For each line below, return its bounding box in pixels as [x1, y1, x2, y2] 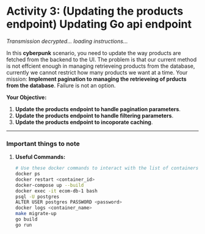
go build [15, 216, 38, 222]
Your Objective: [6, 93, 47, 101]
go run [15, 222, 32, 228]
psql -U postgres [15, 194, 60, 200]
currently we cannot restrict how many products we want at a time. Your [6, 68, 188, 76]
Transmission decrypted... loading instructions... [6, 37, 128, 45]
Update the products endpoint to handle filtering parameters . [15, 112, 174, 119]
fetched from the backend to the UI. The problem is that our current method [6, 56, 197, 63]
